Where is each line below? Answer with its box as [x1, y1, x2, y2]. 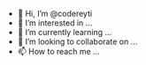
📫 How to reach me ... [17, 47, 100, 56]
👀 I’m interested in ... [17, 18, 93, 28]
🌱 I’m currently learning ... [17, 27, 112, 37]
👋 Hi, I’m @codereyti [17, 9, 93, 18]
